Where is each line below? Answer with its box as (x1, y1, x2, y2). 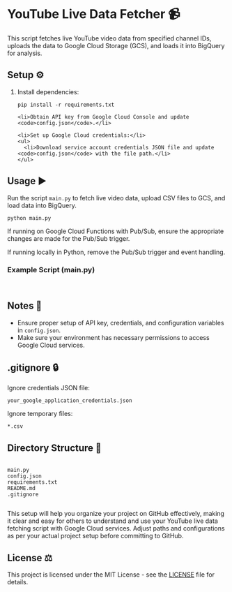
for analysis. (7, 49, 42, 57)
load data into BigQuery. (7, 201, 77, 209)
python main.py (7, 214, 52, 221)
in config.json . (17, 326, 61, 334)
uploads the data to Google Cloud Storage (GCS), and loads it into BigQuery (7, 41, 225, 50)
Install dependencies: (17, 87, 79, 96)
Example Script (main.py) (7, 265, 95, 275)
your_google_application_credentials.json (7, 397, 132, 404)
